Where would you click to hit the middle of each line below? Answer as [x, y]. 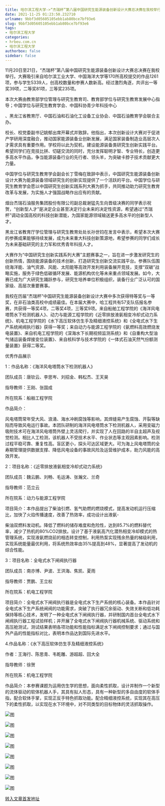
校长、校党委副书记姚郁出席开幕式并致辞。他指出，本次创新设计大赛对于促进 [82, 133]
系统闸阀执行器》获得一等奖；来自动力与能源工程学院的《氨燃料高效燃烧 [82, 327]
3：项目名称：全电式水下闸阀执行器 [41, 561]
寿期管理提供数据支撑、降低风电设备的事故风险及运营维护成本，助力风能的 [80, 450]
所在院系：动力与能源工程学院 [35, 498]
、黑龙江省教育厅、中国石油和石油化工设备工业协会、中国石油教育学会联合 [80, 116]
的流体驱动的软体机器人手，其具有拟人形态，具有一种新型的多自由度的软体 [80, 692]
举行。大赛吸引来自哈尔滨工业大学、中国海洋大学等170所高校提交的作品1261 [82, 77]
